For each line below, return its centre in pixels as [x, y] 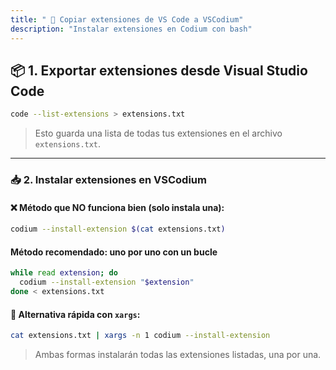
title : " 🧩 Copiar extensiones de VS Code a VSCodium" [127, 19]
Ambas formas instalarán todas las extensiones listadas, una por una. [178, 355]
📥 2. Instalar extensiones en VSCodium [108, 180]
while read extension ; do [64, 273]
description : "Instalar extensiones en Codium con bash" [131, 29]
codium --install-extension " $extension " [107, 282]
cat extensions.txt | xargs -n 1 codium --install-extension [140, 336]
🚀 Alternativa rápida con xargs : [75, 314]
